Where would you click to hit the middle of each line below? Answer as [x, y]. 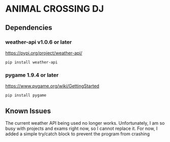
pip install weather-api [31, 62]
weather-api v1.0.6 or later [39, 42]
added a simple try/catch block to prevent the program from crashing [77, 134]
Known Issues [28, 111]
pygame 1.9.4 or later [32, 75]
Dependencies [29, 28]
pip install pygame [26, 95]
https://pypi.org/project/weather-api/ [44, 53]
